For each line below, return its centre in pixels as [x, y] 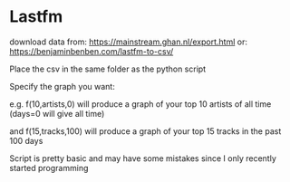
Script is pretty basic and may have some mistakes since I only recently [143, 158]
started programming [49, 168]
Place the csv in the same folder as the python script [108, 69]
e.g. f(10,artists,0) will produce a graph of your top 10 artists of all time [140, 104]
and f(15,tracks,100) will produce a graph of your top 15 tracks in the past [145, 131]
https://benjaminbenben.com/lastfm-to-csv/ [92, 51]
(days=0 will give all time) [57, 113]
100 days [26, 140]
